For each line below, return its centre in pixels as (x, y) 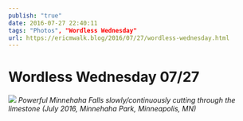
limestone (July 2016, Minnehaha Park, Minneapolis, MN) (102, 109)
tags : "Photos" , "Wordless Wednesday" (73, 30)
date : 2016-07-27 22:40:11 (53, 23)
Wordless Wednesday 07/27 (104, 77)
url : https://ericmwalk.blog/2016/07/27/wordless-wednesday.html (119, 38)
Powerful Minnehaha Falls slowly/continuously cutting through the (127, 100)
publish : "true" (35, 16)
